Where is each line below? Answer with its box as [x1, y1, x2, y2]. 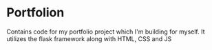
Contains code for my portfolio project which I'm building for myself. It [6, 27, 205, 36]
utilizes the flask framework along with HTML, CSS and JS [6, 34, 172, 42]
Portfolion [6, 5, 65, 21]
